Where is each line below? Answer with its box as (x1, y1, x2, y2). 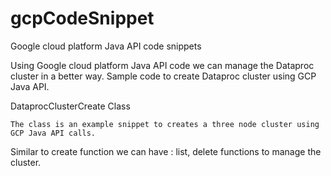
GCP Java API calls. (10, 128, 97, 138)
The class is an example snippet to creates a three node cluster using (10, 119, 320, 129)
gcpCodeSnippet (10, 7, 155, 30)
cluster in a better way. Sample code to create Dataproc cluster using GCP (10, 70, 317, 82)
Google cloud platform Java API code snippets (10, 40, 202, 52)
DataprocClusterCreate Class (10, 100, 131, 112)
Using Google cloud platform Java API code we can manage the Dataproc (10, 59, 315, 71)
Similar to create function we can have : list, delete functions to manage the (10, 145, 322, 157)
